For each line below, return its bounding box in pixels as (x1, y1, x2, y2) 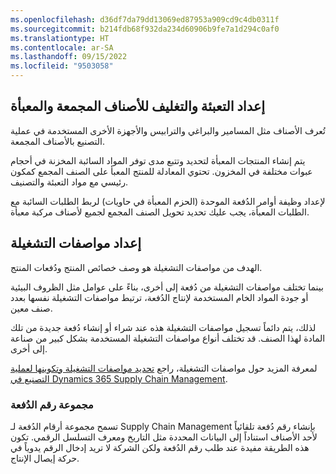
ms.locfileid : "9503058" (10, 61, 114, 71)
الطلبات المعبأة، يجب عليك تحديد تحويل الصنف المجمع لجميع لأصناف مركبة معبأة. (10, 206, 310, 218)
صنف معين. (10, 302, 53, 314)
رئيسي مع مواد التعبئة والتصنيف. (10, 176, 128, 188)
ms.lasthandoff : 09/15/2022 (10, 52, 128, 62)
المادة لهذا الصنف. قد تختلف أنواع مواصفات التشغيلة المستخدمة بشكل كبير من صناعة (10, 332, 326, 344)
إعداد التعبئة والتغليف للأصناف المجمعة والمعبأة (10, 98, 266, 115)
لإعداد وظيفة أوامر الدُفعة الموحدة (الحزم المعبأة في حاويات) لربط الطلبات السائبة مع (10, 195, 326, 207)
